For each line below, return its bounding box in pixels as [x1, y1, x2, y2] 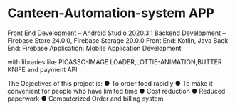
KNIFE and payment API [7, 65, 78, 74]
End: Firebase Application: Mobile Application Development [7, 44, 182, 52]
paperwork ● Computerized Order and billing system [7, 94, 164, 103]
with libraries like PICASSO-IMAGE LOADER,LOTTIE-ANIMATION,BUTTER [7, 57, 222, 66]
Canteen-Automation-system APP [7, 5, 215, 21]
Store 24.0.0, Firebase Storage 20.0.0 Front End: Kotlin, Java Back [34, 36, 229, 44]
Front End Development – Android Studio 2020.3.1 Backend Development [7, 29, 221, 37]
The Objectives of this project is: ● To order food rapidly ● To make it [7, 79, 214, 87]
